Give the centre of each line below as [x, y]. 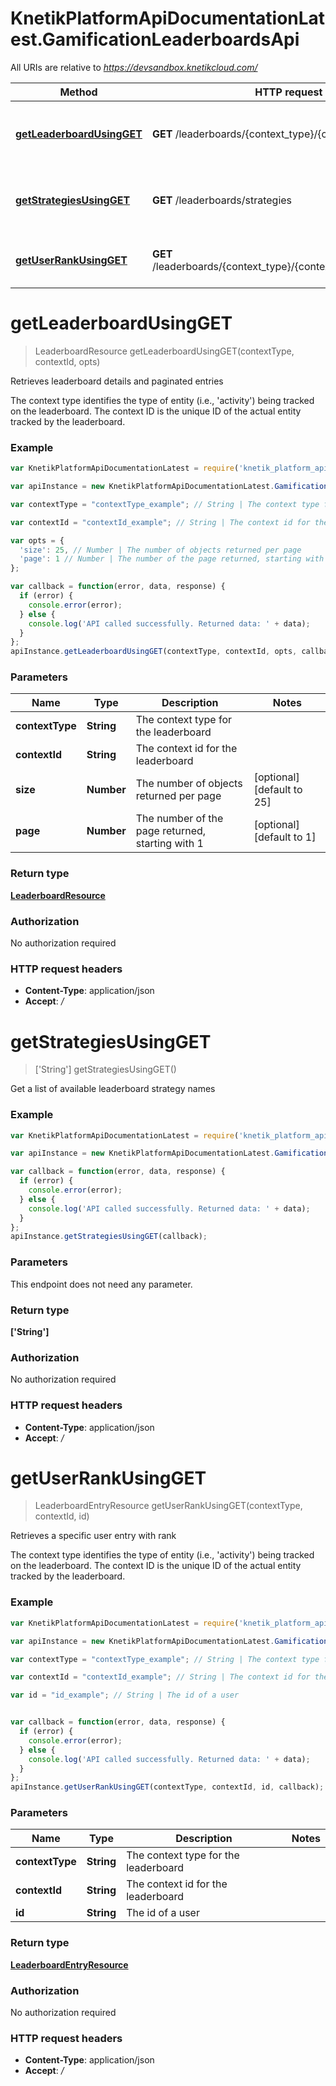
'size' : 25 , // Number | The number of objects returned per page [160, 550]
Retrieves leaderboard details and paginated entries [117, 381]
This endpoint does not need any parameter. [101, 1284]
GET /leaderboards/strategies [222, 200]
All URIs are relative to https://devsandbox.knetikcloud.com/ [134, 67]
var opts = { [37, 540]
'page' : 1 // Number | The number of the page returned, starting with [172, 559]
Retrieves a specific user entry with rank [93, 1536]
